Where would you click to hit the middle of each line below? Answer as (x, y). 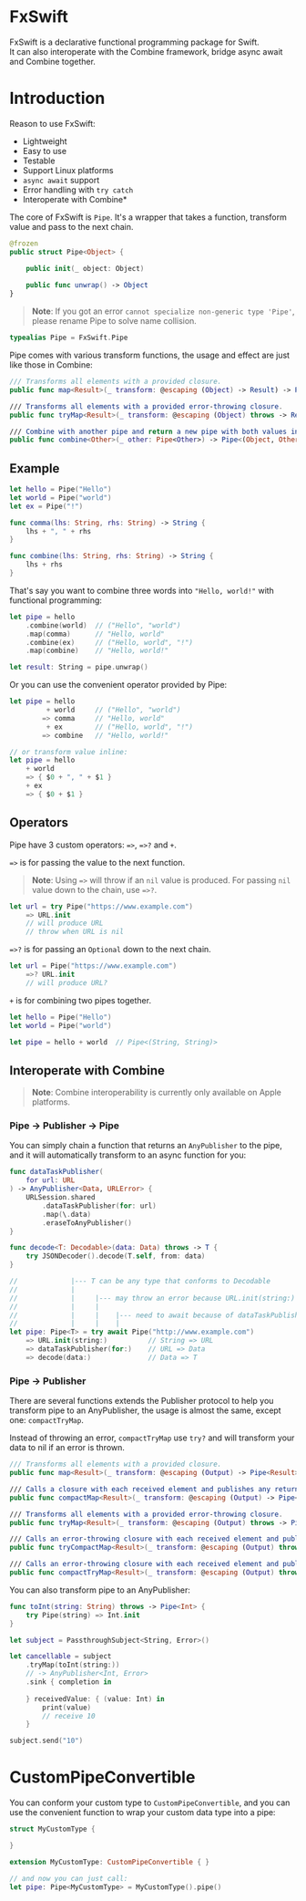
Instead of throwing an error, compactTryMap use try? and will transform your (152, 1438)
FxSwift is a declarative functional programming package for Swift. (134, 42)
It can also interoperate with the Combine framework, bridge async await (146, 51)
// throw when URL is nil (75, 932)
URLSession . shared (61, 1198)
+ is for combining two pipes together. (81, 1000)
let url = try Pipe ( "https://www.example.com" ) (102, 906)
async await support (61, 180)
